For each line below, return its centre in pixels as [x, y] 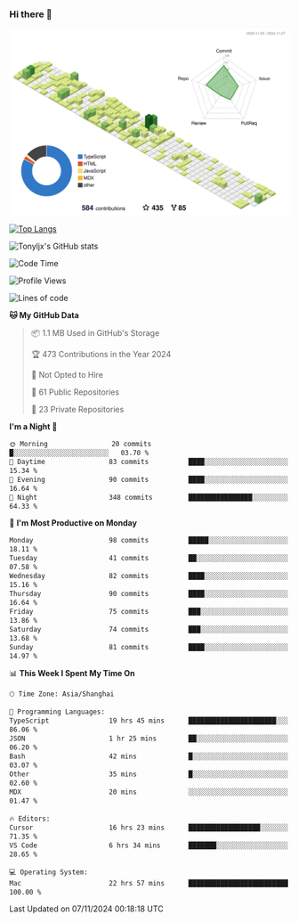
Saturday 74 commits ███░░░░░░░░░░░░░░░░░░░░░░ [149, 630]
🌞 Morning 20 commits [81, 445]
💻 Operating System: [49, 872]
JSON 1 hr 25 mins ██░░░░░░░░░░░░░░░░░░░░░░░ [149, 739]
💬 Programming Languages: [57, 712]
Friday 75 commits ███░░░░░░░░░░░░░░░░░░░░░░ [149, 612]
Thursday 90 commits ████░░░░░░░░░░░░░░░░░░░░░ [149, 594]
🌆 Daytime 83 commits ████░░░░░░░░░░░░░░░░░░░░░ [149, 462]
